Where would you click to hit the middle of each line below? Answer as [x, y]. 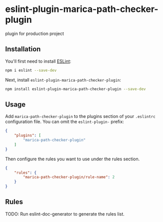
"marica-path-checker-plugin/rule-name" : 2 [69, 177]
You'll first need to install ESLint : [38, 61]
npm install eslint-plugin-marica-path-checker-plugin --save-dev [76, 89]
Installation [23, 49]
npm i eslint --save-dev [31, 70]
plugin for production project [35, 33]
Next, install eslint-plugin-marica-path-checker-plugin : [63, 80]
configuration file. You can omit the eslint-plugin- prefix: [65, 122]
